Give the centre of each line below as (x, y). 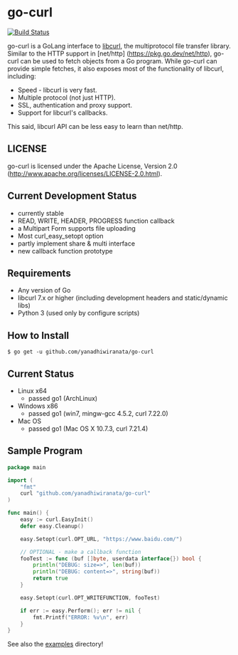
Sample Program (45, 451)
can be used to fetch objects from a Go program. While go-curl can (119, 61)
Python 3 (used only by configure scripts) (79, 313)
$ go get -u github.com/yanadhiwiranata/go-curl (81, 352)
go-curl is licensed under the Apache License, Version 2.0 (92, 166)
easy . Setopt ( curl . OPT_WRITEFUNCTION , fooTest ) (90, 598)
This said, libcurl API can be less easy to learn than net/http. (95, 126)
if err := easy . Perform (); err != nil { (81, 611)
